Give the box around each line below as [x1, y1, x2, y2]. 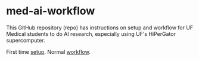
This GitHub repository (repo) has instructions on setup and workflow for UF [6, 24, 194, 31]
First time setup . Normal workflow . [6, 48, 91, 55]
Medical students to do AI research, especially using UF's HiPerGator [6, 30, 176, 37]
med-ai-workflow [6, 4, 95, 18]
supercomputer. [6, 36, 45, 44]
